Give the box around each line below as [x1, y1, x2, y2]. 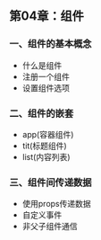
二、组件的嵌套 [9, 107, 74, 120]
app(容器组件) [21, 129, 74, 139]
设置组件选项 [21, 82, 70, 93]
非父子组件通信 [21, 221, 78, 232]
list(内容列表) [21, 151, 71, 162]
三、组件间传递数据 [9, 176, 92, 189]
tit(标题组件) [21, 140, 67, 151]
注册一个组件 [21, 71, 70, 82]
